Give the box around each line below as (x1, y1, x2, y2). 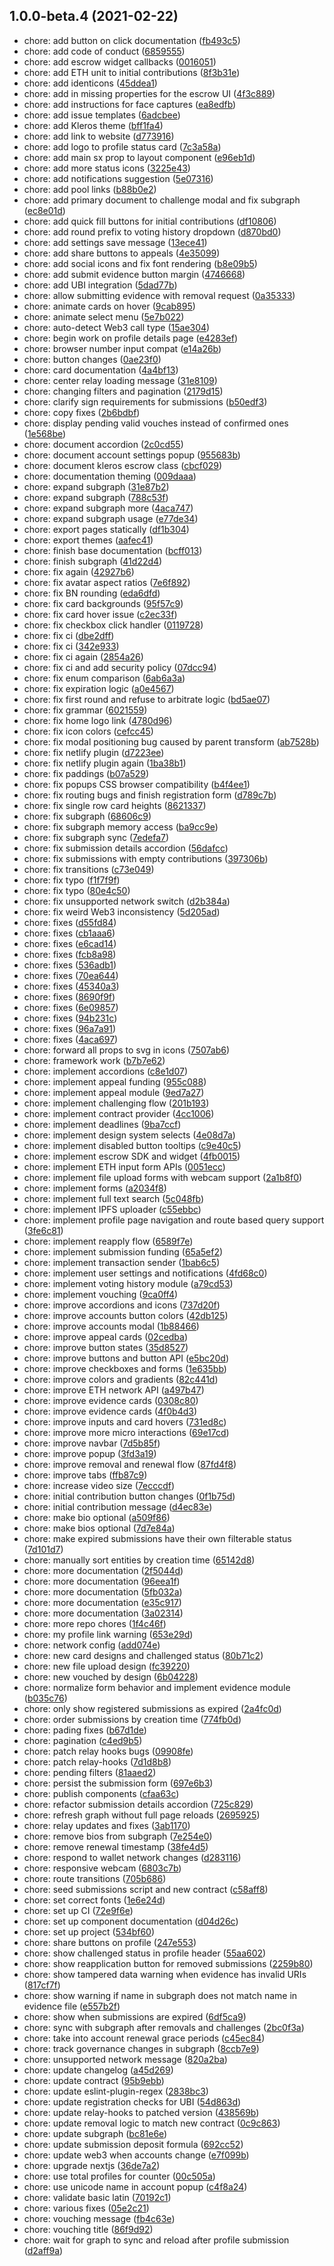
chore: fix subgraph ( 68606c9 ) (23, 810, 152, 822)
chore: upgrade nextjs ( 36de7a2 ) (23, 2159, 161, 2171)
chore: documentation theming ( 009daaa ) (23, 470, 197, 482)
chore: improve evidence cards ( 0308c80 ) (23, 1394, 199, 1406)
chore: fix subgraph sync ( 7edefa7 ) (23, 831, 170, 843)
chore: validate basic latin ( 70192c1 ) (23, 2191, 172, 2203)
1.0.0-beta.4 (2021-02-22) (9, 8, 179, 25)
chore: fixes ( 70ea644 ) (23, 969, 119, 981)
